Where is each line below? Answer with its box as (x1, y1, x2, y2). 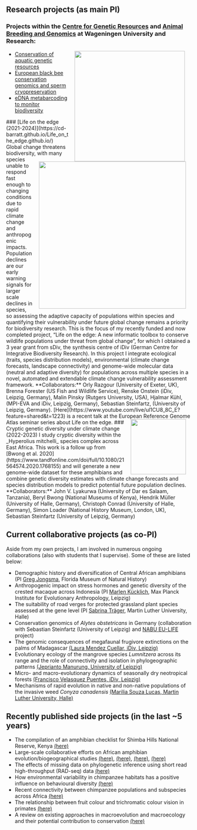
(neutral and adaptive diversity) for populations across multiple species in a (6, 368, 189, 376)
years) (6, 720, 31, 730)
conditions (6, 193, 32, 200)
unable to (6, 162, 29, 169)
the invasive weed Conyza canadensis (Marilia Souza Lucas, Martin (14, 688, 179, 695)
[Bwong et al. (6, 450, 38, 457)
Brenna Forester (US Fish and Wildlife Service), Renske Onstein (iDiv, (6, 387, 173, 394)
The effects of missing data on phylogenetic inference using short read (14, 761, 187, 768)
